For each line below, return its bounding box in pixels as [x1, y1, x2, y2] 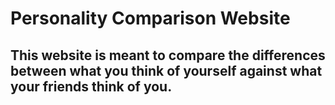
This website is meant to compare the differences [10, 47, 326, 64]
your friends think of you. [10, 78, 173, 95]
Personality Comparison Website [10, 7, 291, 30]
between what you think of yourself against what [10, 62, 323, 79]
